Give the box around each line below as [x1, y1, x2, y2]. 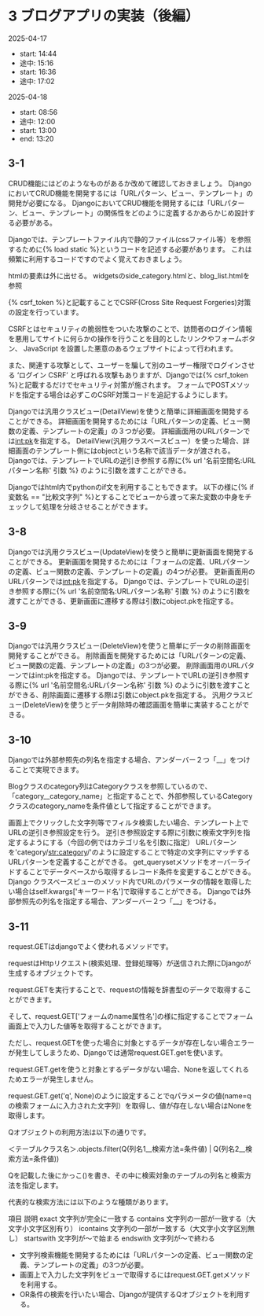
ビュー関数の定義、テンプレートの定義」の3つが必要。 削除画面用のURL [8, 661, 241, 671]
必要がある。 [14, 218, 57, 227]
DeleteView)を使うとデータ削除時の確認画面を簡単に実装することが [24, 700, 243, 710]
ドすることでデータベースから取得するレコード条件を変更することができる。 [8, 867, 255, 877]
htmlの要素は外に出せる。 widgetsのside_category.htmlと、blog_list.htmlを [8, 270, 250, 280]
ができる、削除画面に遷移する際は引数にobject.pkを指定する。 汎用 [8, 690, 226, 700]
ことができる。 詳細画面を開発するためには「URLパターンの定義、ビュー [8, 416, 244, 425]
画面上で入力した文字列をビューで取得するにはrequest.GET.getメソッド [19, 1270, 251, 1279]
